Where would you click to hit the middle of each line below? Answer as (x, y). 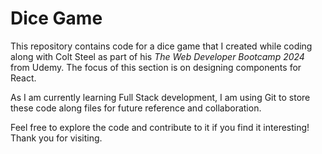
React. (23, 78)
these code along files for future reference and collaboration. (136, 108)
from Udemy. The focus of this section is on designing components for (156, 67)
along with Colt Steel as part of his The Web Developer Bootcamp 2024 (157, 56)
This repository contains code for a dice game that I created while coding (161, 46)
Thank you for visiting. (56, 138)
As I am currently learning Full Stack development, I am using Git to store (160, 97)
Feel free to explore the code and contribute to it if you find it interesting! (160, 127)
